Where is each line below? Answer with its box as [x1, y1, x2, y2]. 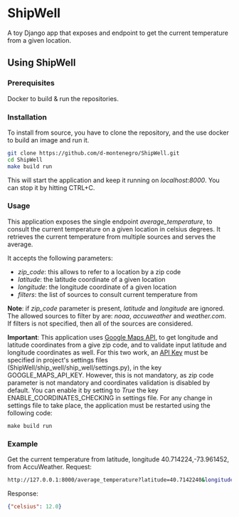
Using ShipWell [7, 57, 76, 69]
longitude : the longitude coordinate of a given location [17, 283, 177, 291]
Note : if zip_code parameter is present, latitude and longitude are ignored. [7, 304, 225, 313]
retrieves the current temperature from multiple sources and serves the [7, 232, 216, 241]
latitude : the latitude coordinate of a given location [17, 275, 166, 283]
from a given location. [7, 36, 72, 44]
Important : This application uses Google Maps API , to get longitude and [7, 333, 218, 341]
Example [7, 439, 38, 449]
